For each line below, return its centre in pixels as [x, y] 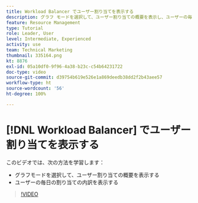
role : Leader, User [30, 34]
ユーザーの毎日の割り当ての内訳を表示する [66, 182]
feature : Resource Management [43, 22]
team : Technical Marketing [39, 50]
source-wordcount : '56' [35, 89]
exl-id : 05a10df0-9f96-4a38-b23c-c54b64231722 [64, 66]
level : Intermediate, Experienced [49, 39]
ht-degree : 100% [26, 94]
